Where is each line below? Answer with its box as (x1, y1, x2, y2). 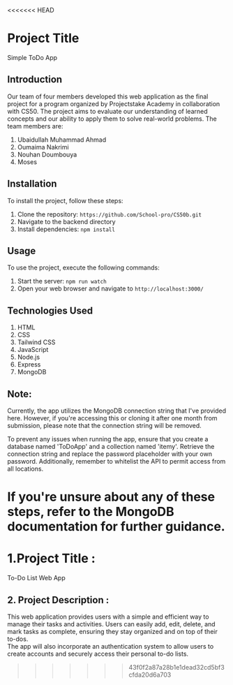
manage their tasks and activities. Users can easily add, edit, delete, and (7, 619, 216, 628)
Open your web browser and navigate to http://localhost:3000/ (17, 284, 204, 293)
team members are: (7, 121, 63, 130)
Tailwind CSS (17, 338, 56, 346)
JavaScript (17, 346, 49, 354)
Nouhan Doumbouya (17, 150, 77, 159)
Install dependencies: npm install (17, 225, 115, 233)
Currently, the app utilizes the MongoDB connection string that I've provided (7, 406, 227, 415)
